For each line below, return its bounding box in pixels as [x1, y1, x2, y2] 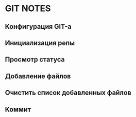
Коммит [5, 105, 32, 114]
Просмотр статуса [5, 56, 65, 64]
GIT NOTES [5, 3, 51, 14]
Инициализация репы [5, 39, 75, 47]
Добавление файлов [5, 72, 71, 80]
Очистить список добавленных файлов [5, 89, 132, 97]
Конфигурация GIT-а [5, 22, 72, 31]
